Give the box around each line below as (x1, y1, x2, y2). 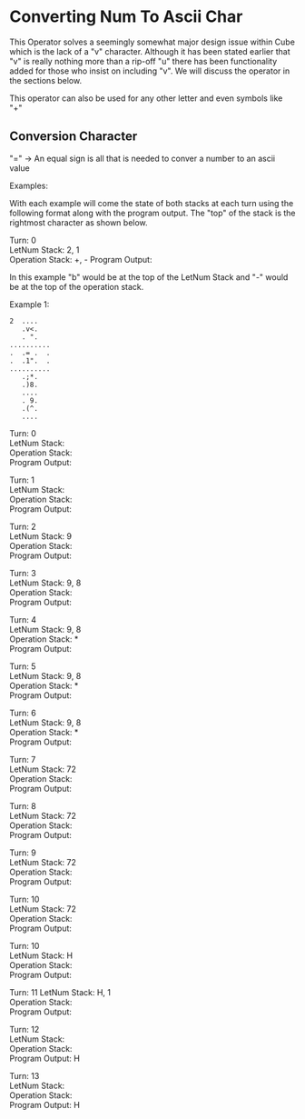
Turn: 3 (9, 567, 36, 578)
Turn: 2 (9, 521, 36, 532)
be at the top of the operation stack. (9, 281, 144, 292)
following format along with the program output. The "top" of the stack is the (9, 207, 296, 218)
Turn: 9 (9, 847, 36, 858)
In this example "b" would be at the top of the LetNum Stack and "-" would (9, 271, 289, 283)
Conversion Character (9, 129, 138, 145)
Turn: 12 (9, 1024, 40, 1034)
